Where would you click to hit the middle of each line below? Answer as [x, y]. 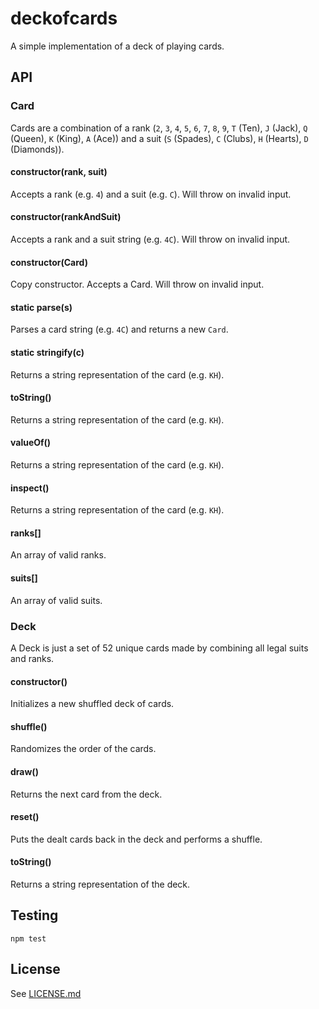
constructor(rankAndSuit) [66, 217]
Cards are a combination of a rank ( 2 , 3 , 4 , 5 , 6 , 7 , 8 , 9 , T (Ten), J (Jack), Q [159, 128]
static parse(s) [41, 307]
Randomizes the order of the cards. [83, 749]
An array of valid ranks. [58, 555]
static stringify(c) [47, 353]
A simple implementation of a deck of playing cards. [117, 46]
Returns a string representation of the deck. [100, 884]
